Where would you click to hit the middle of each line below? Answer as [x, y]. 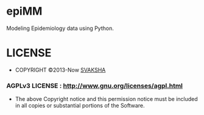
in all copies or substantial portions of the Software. [80, 106]
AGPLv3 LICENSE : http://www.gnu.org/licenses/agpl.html [95, 86]
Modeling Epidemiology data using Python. [60, 28]
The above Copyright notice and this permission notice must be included [106, 99]
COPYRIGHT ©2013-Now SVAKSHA [60, 70]
